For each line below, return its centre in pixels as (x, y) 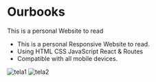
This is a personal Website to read (55, 31)
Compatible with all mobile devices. (67, 58)
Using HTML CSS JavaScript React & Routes (80, 51)
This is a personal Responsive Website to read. (83, 44)
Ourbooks (36, 12)
